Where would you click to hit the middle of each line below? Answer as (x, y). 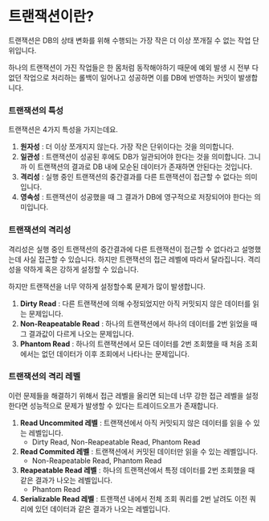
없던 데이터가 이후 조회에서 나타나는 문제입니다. (116, 354)
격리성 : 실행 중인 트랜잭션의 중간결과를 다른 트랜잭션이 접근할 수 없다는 (131, 177)
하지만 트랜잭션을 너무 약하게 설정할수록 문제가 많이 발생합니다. (107, 286)
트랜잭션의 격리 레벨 (45, 377)
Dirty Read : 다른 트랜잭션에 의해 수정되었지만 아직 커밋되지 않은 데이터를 (135, 304)
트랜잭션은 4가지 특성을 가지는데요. (63, 130)
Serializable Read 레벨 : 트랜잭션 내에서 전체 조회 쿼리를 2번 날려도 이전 (134, 498)
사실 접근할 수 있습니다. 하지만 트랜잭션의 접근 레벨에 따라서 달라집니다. (134, 259)
